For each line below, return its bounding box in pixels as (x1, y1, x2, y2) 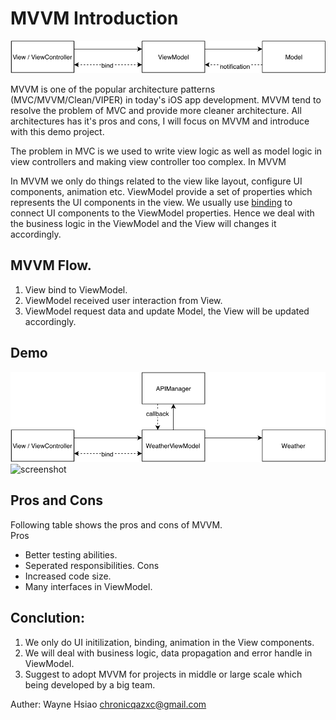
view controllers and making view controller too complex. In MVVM (10, 155, 287, 167)
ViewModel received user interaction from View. (24, 294, 223, 306)
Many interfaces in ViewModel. (24, 580, 153, 592)
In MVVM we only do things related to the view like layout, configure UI (10, 175, 303, 187)
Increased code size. (24, 570, 112, 582)
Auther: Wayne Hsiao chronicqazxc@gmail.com (10, 698, 207, 710)
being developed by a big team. (24, 678, 156, 691)
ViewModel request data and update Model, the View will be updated (24, 305, 310, 317)
